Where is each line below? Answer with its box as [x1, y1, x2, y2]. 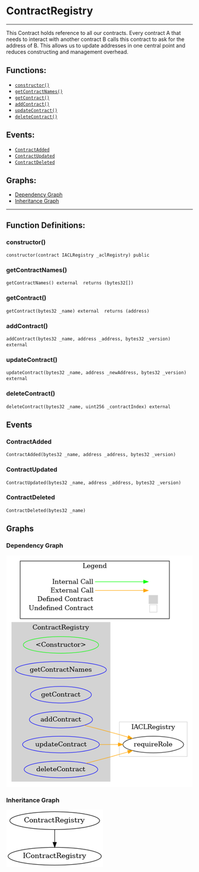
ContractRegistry [6, 4, 94, 18]
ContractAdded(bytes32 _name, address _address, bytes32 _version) [6, 452, 176, 458]
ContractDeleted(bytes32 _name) [6, 507, 86, 514]
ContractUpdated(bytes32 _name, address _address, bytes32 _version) [6, 479, 182, 486]
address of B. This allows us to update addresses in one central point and [6, 42, 185, 49]
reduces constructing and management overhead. [6, 48, 129, 55]
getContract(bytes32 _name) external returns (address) [6, 308, 150, 314]
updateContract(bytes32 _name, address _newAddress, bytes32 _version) [6, 370, 187, 376]
